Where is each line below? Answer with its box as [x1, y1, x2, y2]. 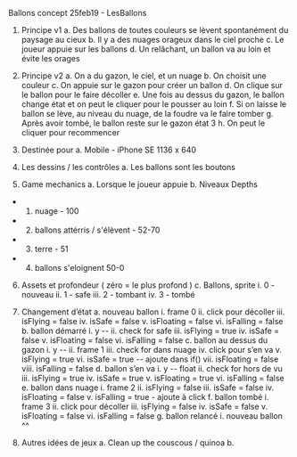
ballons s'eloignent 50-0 [34, 263, 125, 273]
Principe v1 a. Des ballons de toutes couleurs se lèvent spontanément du [21, 25, 289, 35]
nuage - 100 [34, 206, 79, 216]
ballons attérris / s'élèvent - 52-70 [34, 224, 161, 235]
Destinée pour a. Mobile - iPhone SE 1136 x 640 [21, 144, 197, 155]
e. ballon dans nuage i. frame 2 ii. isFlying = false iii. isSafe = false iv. [21, 382, 274, 393]
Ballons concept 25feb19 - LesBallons [8, 8, 147, 18]
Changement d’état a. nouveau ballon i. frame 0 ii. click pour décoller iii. [21, 306, 285, 317]
